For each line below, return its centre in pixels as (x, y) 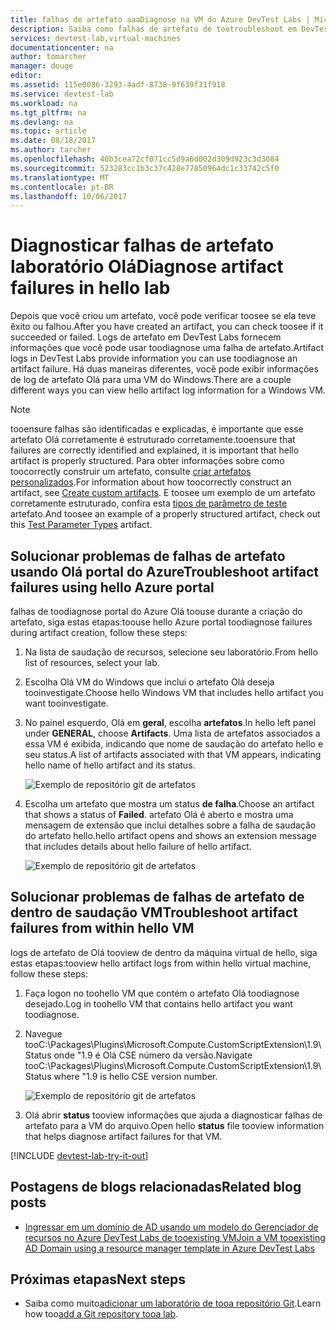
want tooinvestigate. (66, 703)
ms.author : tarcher (51, 150)
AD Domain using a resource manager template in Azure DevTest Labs (169, 1248)
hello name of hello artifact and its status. (110, 765)
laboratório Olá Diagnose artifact (147, 267)
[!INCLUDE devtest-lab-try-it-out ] (79, 1155)
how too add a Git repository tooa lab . (101, 1314)
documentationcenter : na (62, 47)
